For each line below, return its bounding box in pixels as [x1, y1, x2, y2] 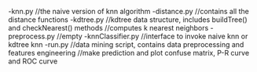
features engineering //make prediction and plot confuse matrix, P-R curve [8, 49, 250, 57]
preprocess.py [8, 31, 55, 41]
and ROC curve [8, 56, 58, 66]
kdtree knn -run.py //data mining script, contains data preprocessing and [8, 40, 244, 49]
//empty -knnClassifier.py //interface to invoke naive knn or [56, 31, 248, 41]
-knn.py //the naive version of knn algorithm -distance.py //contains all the [8, 7, 249, 16]
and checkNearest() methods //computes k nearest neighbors [8, 23, 209, 32]
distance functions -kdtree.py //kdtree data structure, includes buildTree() [8, 15, 248, 24]
